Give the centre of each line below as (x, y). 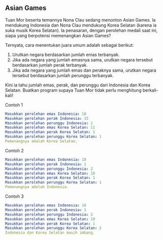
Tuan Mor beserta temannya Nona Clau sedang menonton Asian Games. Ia (80, 20)
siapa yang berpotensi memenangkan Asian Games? (58, 35)
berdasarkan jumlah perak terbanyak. (50, 65)
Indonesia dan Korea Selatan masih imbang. (50, 233)
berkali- (151, 90)
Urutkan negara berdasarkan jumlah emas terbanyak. (66, 54)
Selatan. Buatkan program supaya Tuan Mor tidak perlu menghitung (73, 90)
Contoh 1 (14, 105)
